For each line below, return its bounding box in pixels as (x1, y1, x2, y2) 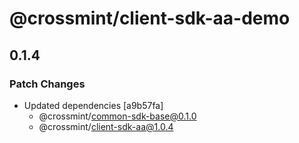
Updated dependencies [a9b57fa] (23, 99, 164, 111)
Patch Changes (9, 77, 86, 91)
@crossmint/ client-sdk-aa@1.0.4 (38, 120, 174, 132)
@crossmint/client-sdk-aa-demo (9, 7, 291, 30)
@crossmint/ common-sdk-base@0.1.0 (38, 110, 197, 122)
